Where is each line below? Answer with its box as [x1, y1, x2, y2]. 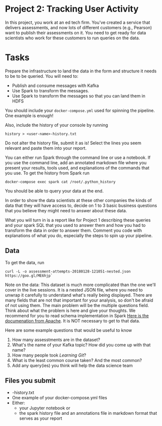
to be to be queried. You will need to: [5, 73, 78, 79]
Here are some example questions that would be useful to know [5, 327, 132, 333]
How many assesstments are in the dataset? [12, 337, 101, 342]
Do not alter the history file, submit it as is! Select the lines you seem [5, 140, 142, 146]
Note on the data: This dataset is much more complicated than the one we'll [5, 282, 156, 288]
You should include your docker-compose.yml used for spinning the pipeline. [5, 107, 155, 113]
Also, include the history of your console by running [5, 122, 108, 128]
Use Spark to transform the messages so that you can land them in [12, 93, 146, 99]
